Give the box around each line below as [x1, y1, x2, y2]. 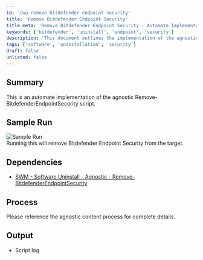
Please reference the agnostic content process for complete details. [6, 213, 176, 220]
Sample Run [6, 117, 53, 127]
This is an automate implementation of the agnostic [6, 94, 134, 101]
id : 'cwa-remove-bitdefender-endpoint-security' [6, 10, 131, 16]
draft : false [6, 48, 39, 54]
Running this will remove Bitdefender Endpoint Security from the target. [6, 139, 184, 147]
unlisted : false [6, 54, 47, 60]
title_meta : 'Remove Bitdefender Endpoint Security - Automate [6, 22, 169, 28]
